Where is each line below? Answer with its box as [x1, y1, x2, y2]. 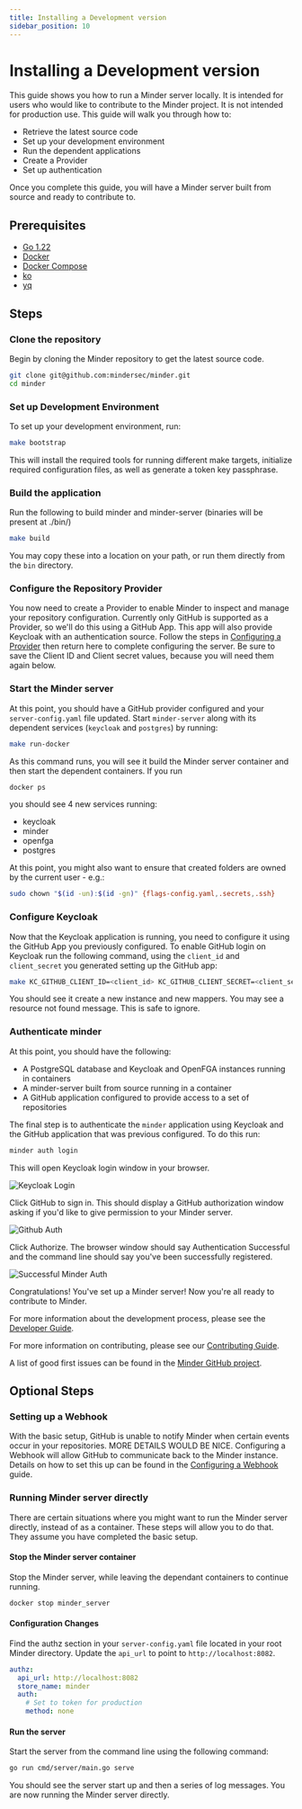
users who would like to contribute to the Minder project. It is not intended [9, 100, 284, 111]
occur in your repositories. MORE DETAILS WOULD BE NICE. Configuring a [9, 1440, 286, 1451]
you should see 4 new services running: [9, 799, 157, 810]
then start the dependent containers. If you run [9, 766, 182, 776]
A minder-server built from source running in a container [22, 1082, 232, 1093]
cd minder [9, 379, 47, 388]
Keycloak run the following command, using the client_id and [9, 950, 240, 961]
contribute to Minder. [9, 1295, 87, 1306]
